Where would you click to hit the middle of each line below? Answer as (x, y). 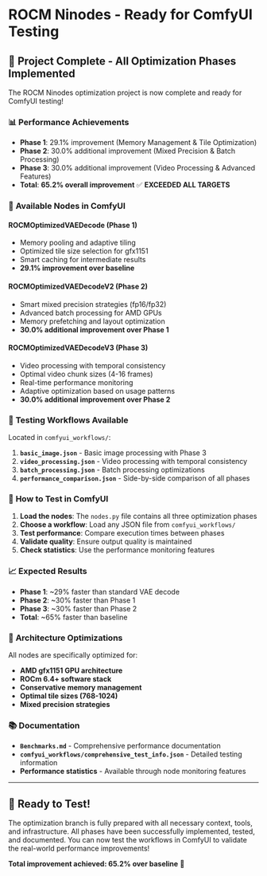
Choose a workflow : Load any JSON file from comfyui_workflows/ (128, 524)
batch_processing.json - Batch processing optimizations (112, 470)
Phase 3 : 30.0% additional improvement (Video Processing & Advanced (137, 168)
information (39, 763)
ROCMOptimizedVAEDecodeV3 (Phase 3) (78, 348)
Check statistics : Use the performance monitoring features (117, 550)
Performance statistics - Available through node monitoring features (133, 772)
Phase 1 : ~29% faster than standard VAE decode (100, 591)
